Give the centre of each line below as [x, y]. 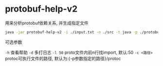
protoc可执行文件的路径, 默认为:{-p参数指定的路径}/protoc [63, 58]
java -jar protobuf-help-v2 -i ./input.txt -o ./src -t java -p [71, 32]
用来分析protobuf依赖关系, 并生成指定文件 [47, 23]
